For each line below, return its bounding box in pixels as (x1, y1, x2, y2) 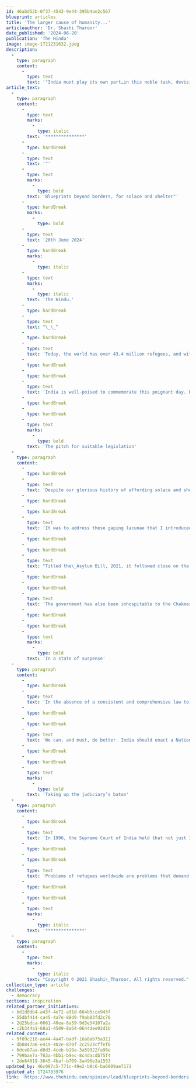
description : (6, 47, 38, 53)
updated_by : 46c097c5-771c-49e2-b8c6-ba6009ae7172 (6, 1063, 132, 1069)
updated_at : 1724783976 (6, 1069, 64, 1075)
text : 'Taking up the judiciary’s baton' (27, 791, 129, 797)
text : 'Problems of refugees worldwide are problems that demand (27, 873, 190, 879)
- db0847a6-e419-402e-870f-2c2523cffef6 (11, 1042, 111, 1047)
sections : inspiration (6, 998, 61, 1004)
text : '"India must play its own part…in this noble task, (27, 80, 174, 85)
